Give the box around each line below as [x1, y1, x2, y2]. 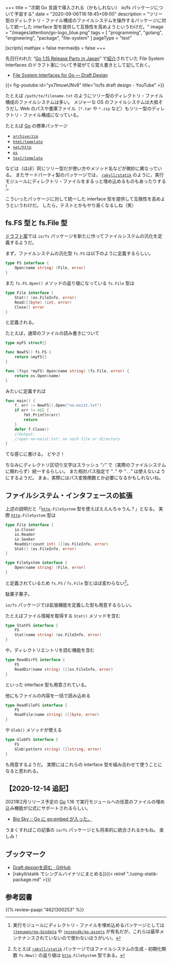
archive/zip [12, 134, 38, 139]
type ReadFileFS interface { [5, 703, 68, 708]
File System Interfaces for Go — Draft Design [12, 72, 108, 78]
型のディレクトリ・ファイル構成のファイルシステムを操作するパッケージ [5, 17, 158, 23]
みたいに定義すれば [5, 388, 46, 394]
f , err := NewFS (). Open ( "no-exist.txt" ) [14, 403, 102, 408]
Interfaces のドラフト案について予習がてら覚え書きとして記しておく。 [5, 62, 153, 68]
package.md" [12, 876, 42, 883]
